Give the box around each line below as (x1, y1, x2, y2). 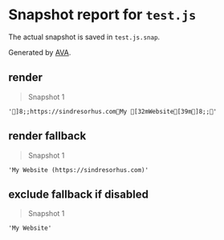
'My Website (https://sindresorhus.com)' (8, 166, 149, 174)
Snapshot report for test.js (8, 6, 197, 24)
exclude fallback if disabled (8, 187, 149, 201)
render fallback (8, 130, 87, 143)
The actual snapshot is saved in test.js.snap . (8, 32, 161, 42)
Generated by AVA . (8, 47, 71, 57)
